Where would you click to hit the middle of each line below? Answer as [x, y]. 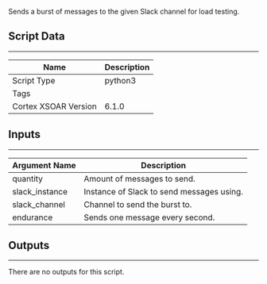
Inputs [25, 134]
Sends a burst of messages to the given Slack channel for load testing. [124, 12]
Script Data [37, 36]
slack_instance [40, 191]
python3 [120, 80]
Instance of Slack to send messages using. [164, 191]
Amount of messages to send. [140, 178]
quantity [28, 178]
